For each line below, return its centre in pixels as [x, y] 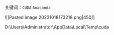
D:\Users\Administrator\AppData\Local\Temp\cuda [57, 27]
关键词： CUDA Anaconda [28, 7]
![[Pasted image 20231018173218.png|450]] [50, 17]
